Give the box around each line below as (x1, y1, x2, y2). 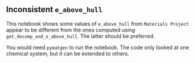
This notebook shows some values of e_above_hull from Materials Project (6, 20, 189, 27)
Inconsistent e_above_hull (6, 5, 103, 15)
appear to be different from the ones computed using (6, 26, 135, 33)
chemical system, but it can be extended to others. (6, 50, 130, 57)
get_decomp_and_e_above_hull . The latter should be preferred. (6, 32, 155, 40)
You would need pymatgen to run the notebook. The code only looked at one (6, 44, 190, 51)
